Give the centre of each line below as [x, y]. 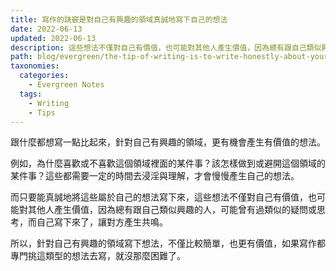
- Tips [42, 112]
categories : [44, 76]
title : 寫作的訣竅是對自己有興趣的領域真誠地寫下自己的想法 [119, 19]
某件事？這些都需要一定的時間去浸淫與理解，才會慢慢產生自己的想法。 [155, 176]
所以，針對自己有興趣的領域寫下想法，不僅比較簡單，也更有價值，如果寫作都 [168, 243]
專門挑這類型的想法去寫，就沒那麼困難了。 [98, 256]
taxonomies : [35, 66]
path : [21, 57]
